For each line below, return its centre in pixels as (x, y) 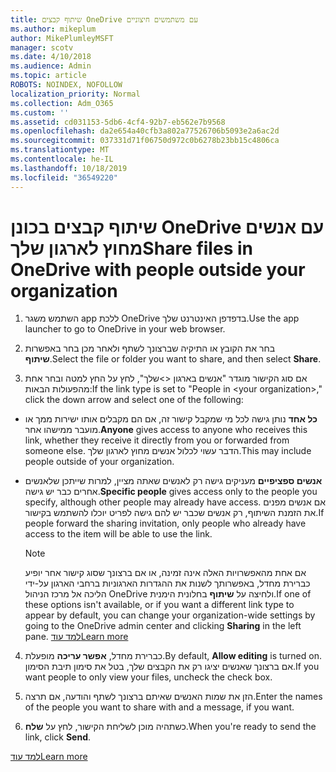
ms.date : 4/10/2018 (51, 57)
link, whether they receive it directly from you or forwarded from (157, 440)
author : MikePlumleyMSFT (62, 38)
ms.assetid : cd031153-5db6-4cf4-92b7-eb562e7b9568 (118, 122)
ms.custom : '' (40, 112)
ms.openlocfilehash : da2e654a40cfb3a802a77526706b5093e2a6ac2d (145, 131)
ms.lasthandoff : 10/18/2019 (69, 168)
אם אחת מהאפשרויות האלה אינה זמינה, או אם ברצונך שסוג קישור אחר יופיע (165, 573)
